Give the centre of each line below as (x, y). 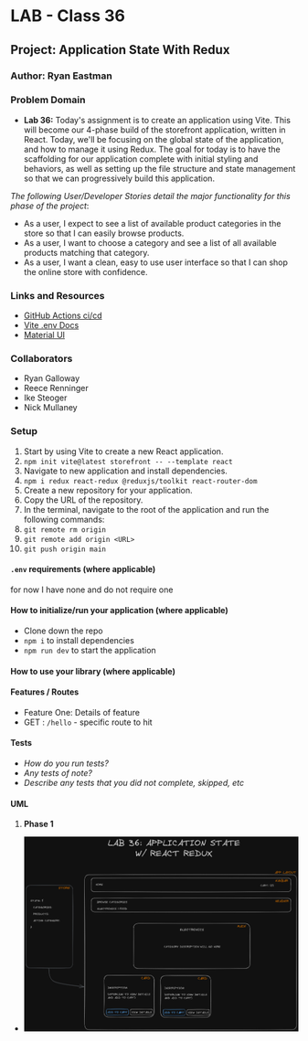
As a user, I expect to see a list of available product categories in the (152, 223)
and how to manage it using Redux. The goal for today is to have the (152, 149)
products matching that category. (86, 252)
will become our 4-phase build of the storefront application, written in (154, 130)
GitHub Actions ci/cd (63, 315)
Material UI (44, 335)
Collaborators (42, 359)
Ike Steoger (45, 398)
